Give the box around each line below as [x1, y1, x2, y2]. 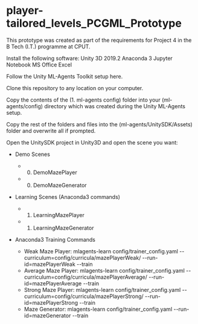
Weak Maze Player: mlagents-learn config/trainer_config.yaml [24, 247, 178, 254]
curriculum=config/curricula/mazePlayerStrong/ [24, 293, 144, 300]
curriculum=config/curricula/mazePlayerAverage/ [24, 273, 148, 280]
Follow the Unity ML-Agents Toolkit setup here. [6, 73, 123, 80]
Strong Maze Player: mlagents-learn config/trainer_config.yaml [24, 286, 181, 293]
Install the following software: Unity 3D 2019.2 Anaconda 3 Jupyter [6, 54, 173, 62]
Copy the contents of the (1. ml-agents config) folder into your [6, 96, 161, 103]
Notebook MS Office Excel [6, 61, 72, 68]
